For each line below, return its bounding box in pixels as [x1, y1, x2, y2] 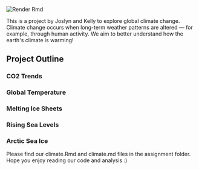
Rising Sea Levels [6, 121, 59, 129]
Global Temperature [6, 88, 67, 96]
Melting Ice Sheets [6, 104, 62, 113]
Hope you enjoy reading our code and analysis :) [6, 157, 128, 164]
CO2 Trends [6, 72, 42, 81]
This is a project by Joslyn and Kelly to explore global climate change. [6, 17, 180, 24]
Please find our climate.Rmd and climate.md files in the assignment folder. [6, 151, 191, 158]
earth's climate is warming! [6, 37, 74, 43]
